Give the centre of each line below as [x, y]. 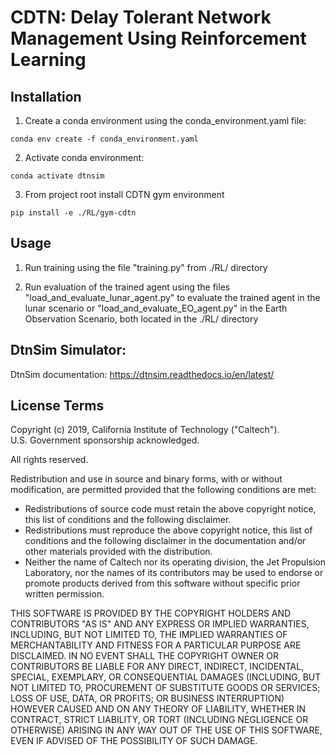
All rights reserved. [49, 460]
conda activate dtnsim [57, 176]
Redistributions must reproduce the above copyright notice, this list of [168, 530]
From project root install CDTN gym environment [124, 194]
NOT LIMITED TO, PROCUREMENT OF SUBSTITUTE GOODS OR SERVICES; [165, 688]
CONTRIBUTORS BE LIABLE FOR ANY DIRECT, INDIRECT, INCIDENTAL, [157, 667]
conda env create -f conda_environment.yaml [104, 139]
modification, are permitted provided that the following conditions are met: [163, 490]
